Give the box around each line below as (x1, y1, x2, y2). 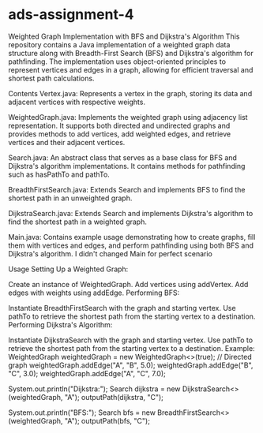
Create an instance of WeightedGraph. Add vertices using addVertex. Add (8, 279, 249, 289)
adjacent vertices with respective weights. (8, 97, 146, 106)
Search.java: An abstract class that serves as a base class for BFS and (8, 152, 237, 162)
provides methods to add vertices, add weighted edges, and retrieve (8, 129, 231, 139)
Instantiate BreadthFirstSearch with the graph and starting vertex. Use (8, 303, 236, 312)
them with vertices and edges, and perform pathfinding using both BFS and (8, 241, 254, 250)
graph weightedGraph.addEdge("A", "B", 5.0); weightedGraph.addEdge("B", (8, 360, 254, 370)
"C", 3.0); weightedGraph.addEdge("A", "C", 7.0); (8, 368, 166, 378)
